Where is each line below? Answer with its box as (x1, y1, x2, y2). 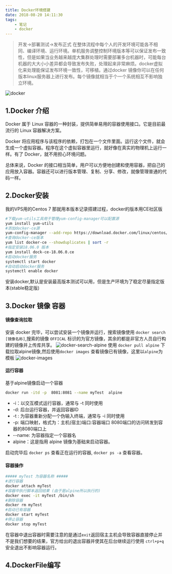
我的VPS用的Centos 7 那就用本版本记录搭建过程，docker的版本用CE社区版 (5, 206, 163, 212)
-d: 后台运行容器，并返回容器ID (12, 406, 79, 412)
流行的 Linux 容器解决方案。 (5, 127, 64, 133)
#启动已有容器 (5, 507, 31, 512)
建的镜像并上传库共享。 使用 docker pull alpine (5, 342, 160, 348)
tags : (5, 17, 17, 22)
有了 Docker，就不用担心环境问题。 (14, 151, 90, 157)
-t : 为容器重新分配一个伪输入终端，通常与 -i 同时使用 (12, 413, 125, 419)
